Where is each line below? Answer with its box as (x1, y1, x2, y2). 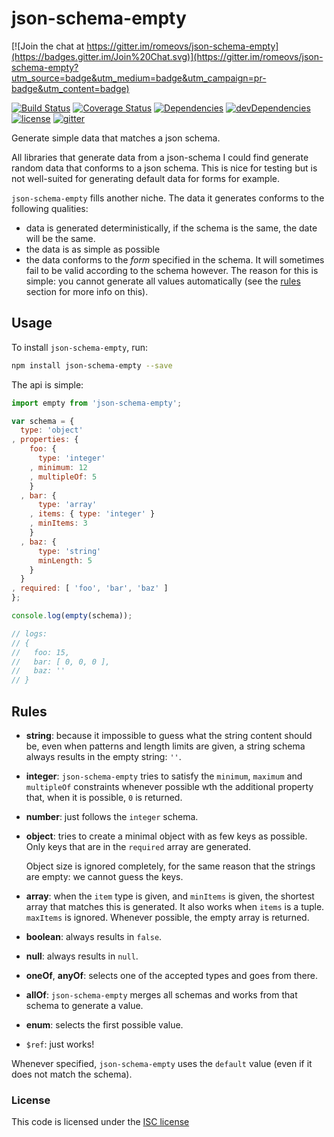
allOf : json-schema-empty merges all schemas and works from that (25, 988, 298, 1001)
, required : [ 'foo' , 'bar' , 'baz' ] (11, 583, 169, 594)
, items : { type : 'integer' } (29, 509, 156, 519)
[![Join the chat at (11, 40, 85, 52)
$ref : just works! (25, 1038, 95, 1050)
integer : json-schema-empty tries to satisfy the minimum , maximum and (25, 770, 303, 782)
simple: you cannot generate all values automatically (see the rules (25, 275, 301, 287)
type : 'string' (37, 546, 102, 556)
